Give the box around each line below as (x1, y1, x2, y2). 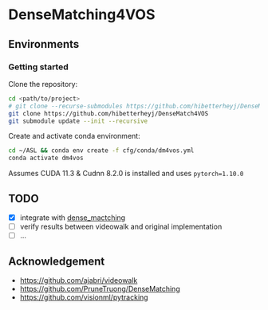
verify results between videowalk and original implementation (19, 222, 223, 231)
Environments (8, 37, 80, 51)
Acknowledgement (8, 254, 105, 268)
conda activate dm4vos (8, 154, 84, 163)
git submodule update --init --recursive (8, 117, 148, 125)
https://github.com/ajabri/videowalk (19, 275, 138, 284)
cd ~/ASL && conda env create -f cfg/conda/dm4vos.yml (8, 147, 195, 155)
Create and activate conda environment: (8, 131, 141, 141)
